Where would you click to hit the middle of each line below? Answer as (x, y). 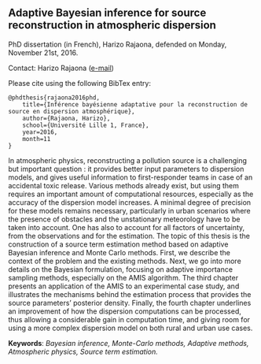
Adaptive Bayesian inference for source (107, 13)
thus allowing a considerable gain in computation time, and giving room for (129, 319)
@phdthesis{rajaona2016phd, (54, 98)
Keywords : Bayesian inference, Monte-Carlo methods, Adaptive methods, (129, 343)
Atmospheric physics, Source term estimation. (83, 351)
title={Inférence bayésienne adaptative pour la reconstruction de (135, 104)
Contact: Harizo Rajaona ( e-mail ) (61, 68)
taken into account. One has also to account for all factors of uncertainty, (127, 227)
